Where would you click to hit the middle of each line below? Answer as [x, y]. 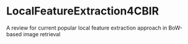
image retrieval [42, 34]
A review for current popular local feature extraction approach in [87, 28]
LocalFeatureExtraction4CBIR [83, 11]
